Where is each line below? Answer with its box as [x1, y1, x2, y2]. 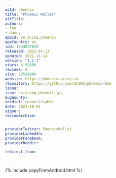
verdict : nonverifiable [5, 100, 54, 105]
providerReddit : [5, 140, 39, 145]
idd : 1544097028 [5, 44, 39, 49]
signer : [5, 109, 21, 114]
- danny [5, 30, 21, 35]
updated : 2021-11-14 [5, 53, 48, 59]
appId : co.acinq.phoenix [5, 35, 56, 40]
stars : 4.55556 [5, 62, 37, 67]
